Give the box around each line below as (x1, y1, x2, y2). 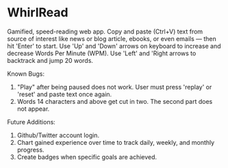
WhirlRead (7, 5, 68, 20)
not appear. (16, 104, 50, 113)
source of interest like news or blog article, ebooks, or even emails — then (7, 34, 217, 42)
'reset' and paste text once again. (16, 90, 112, 98)
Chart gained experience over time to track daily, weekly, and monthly (16, 138, 215, 146)
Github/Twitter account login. (16, 131, 100, 139)
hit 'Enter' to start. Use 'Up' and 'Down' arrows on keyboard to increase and (7, 42, 221, 50)
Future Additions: (7, 117, 56, 126)
